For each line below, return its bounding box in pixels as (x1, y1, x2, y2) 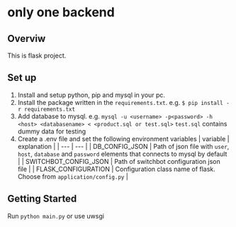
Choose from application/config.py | (17, 172, 129, 181)
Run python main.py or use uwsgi (7, 211, 105, 220)
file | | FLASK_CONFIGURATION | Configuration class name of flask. (17, 165, 216, 173)
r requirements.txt (17, 106, 76, 113)
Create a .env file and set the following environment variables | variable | (17, 134, 230, 143)
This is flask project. (7, 51, 67, 60)
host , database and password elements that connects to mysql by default (17, 150, 227, 158)
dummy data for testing (17, 127, 86, 135)
